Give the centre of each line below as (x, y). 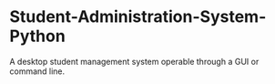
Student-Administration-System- (138, 17)
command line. (37, 71)
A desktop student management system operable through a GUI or (134, 61)
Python (37, 36)
